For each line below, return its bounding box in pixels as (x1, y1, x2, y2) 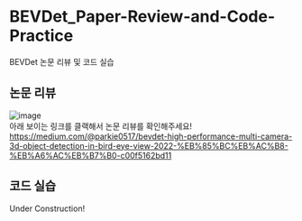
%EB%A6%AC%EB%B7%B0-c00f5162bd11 (9, 150, 172, 161)
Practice (9, 25, 74, 46)
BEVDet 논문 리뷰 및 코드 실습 (9, 56, 114, 67)
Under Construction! (9, 203, 86, 214)
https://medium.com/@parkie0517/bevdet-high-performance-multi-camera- (9, 131, 293, 142)
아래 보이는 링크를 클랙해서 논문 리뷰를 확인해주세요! (9, 120, 192, 132)
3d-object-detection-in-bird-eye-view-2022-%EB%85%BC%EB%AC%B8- (9, 140, 288, 151)
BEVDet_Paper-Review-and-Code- (9, 6, 276, 27)
